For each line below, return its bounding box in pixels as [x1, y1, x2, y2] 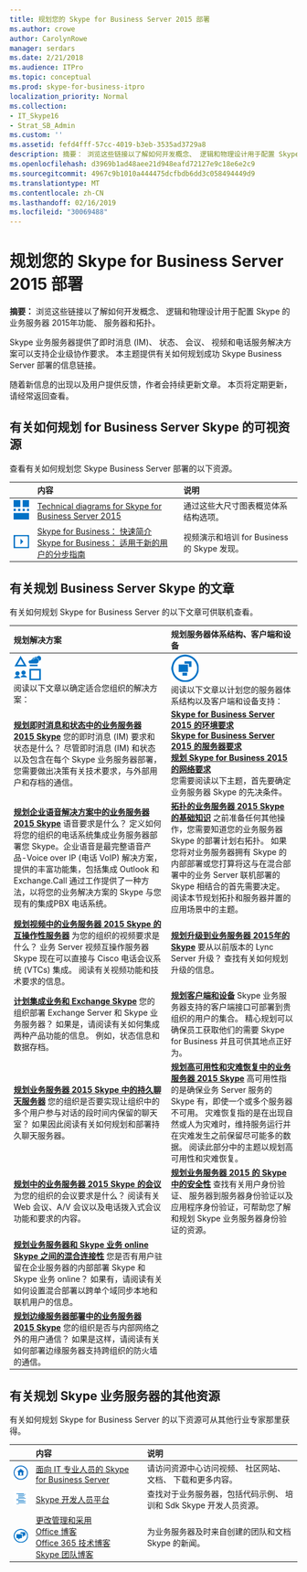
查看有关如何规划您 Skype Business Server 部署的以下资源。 [9, 463, 238, 474]
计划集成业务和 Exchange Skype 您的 [13, 995, 155, 1006]
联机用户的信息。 [13, 1296, 78, 1307]
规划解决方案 [13, 634, 62, 645]
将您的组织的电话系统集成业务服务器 [13, 829, 150, 840]
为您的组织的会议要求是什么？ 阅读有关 [13, 1190, 160, 1202]
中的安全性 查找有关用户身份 [170, 1179, 278, 1190]
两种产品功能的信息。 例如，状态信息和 [13, 1030, 160, 1041]
